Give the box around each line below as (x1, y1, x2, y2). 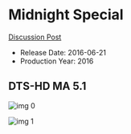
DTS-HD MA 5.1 (8, 79, 87, 93)
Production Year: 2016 (19, 56, 94, 66)
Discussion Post (8, 32, 62, 42)
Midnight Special (8, 6, 124, 24)
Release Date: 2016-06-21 (19, 47, 107, 57)
